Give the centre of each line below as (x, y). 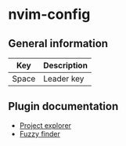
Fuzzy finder (40, 133)
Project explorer (45, 125)
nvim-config (49, 15)
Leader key (63, 78)
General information (58, 44)
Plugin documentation (63, 106)
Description (65, 66)
